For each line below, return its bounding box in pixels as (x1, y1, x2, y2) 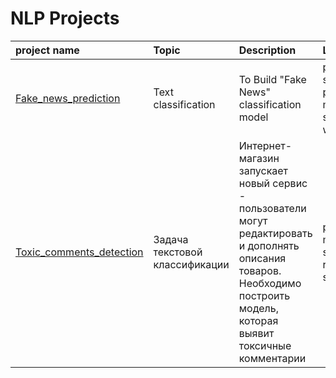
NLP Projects (10, 7, 120, 30)
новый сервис (238, 176, 308, 190)
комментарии (238, 351, 307, 365)
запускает (238, 163, 289, 177)
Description (238, 43, 297, 57)
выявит (238, 326, 275, 340)
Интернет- (238, 138, 293, 152)
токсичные (238, 338, 292, 352)
